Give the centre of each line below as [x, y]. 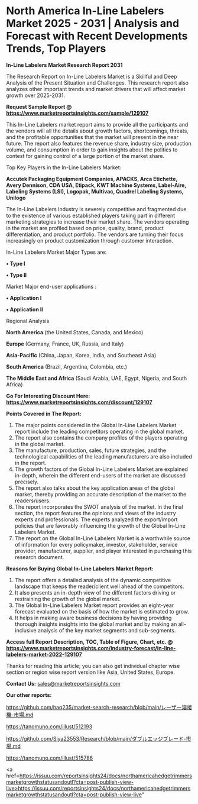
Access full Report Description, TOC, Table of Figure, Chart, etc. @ [90, 642]
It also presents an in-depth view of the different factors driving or [95, 592]
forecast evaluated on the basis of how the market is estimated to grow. [102, 611]
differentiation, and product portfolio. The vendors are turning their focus [95, 234]
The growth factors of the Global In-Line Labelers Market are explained [101, 469]
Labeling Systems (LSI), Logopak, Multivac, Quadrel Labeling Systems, [95, 191]
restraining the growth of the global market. [68, 599]
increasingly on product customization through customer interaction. [90, 240]
